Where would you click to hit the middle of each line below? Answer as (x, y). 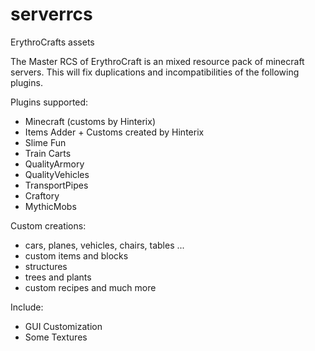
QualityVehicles (57, 174)
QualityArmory (54, 164)
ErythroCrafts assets (52, 42)
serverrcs (51, 14)
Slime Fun (45, 142)
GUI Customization (63, 326)
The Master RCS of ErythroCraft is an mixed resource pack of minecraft (157, 61)
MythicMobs (50, 206)
